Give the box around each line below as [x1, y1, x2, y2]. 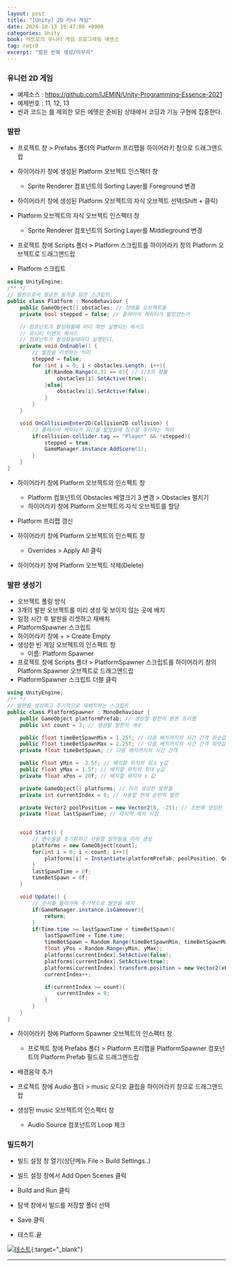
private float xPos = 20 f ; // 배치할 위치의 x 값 [19, 772, 156, 779]
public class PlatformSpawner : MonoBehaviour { [7, 708, 150, 716]
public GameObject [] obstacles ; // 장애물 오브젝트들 [19, 304, 166, 311]
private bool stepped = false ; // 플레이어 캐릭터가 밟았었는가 [19, 311, 191, 318]
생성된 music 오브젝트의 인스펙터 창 [17, 1106, 114, 1114]
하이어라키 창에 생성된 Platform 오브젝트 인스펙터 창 [17, 167, 158, 176]
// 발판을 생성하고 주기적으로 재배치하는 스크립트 [7, 703, 129, 710]
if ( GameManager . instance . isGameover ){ [32, 906, 144, 913]
